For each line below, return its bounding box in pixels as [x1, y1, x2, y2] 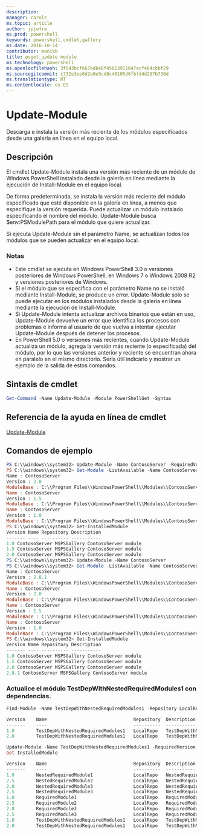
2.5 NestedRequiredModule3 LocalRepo [6, 789, 158, 795]
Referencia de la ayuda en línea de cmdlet [6, 412, 167, 422]
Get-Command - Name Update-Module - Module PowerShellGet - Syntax [6, 395, 172, 401]
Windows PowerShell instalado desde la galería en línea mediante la [6, 174, 175, 182]
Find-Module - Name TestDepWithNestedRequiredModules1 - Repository [6, 706, 177, 712]
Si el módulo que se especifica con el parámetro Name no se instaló [14, 285, 185, 292]
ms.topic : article [6, 20, 53, 26]
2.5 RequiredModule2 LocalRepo [6, 800, 158, 807]
